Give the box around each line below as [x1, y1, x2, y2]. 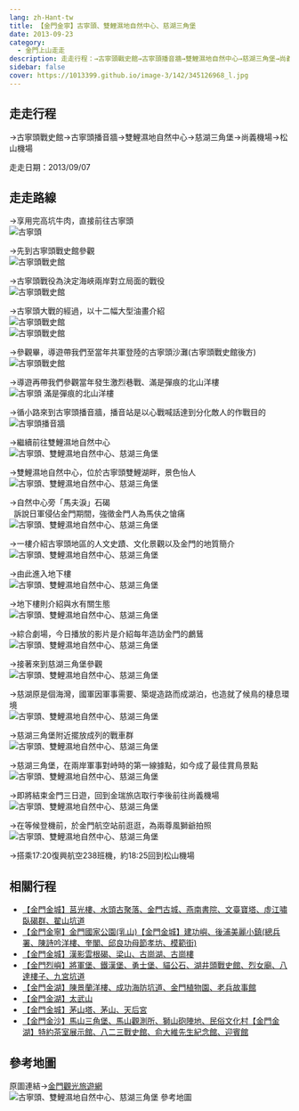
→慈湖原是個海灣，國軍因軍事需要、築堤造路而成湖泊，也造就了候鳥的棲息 [9, 689, 282, 699]
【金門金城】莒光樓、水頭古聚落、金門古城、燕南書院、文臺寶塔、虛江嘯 [21, 904, 287, 915]
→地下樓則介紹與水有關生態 [9, 599, 111, 609]
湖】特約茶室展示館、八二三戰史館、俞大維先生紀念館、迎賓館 [21, 1026, 249, 1038]
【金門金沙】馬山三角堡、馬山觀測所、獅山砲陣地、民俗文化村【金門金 [21, 1016, 280, 1026]
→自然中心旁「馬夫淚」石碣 [9, 497, 111, 508]
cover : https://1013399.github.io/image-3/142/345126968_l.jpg [9, 71, 249, 80]
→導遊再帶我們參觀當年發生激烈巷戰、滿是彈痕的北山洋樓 [9, 377, 220, 388]
